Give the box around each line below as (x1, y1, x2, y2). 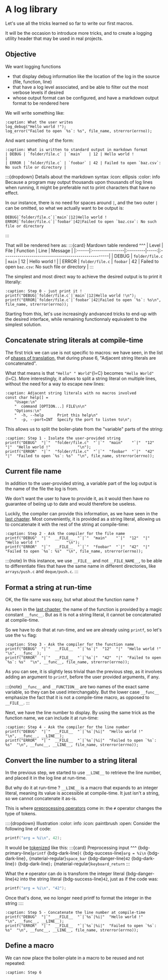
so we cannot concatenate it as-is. (5, 796, 77, 801)
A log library (5, 4, 58, 15)
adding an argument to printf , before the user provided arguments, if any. (5, 674, 160, 680)
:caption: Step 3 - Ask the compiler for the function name (5, 642, 135, 647)
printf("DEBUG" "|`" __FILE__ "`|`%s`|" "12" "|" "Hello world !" (5, 647, 161, 652)
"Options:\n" (14, 408, 42, 413)
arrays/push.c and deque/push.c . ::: (5, 568, 79, 574)
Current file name (5, 467, 62, 475)
